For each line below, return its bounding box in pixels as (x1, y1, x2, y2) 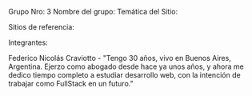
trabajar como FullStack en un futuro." (8, 79, 134, 88)
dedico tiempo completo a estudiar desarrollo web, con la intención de (8, 70, 242, 79)
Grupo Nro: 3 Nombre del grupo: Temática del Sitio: (8, 7, 178, 16)
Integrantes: (8, 38, 48, 47)
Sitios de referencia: (8, 22, 74, 31)
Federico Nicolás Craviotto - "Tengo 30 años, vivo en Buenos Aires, (8, 54, 232, 62)
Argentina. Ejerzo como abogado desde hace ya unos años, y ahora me (8, 62, 244, 71)
